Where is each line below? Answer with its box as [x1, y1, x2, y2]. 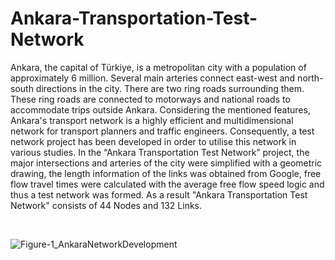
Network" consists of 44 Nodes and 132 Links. [10, 199, 203, 211]
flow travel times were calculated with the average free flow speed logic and [10, 178, 325, 190]
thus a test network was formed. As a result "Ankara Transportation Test [10, 188, 308, 201]
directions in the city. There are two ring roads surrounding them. [35, 82, 305, 94]
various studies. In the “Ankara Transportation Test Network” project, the [10, 146, 310, 158]
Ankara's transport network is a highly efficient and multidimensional [10, 114, 294, 126]
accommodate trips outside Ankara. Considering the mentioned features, [10, 103, 311, 116]
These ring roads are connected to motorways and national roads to [10, 93, 291, 105]
